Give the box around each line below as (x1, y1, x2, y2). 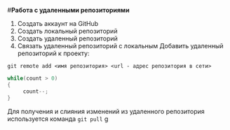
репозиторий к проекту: (17, 49, 90, 57)
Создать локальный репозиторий (17, 27, 118, 35)
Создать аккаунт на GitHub (17, 20, 99, 27)
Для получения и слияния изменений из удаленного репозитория (7, 107, 205, 115)
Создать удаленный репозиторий (17, 34, 118, 43)
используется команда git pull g (7, 115, 109, 123)
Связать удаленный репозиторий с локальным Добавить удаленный (17, 42, 224, 50)
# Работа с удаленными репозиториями (7, 6, 130, 14)
